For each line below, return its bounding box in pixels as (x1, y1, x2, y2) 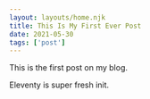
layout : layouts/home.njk (9, 12, 105, 22)
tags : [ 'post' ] (9, 37, 66, 47)
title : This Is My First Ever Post (9, 21, 142, 30)
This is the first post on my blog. (9, 62, 128, 73)
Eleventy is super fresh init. (9, 79, 110, 90)
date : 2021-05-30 (9, 29, 74, 38)
